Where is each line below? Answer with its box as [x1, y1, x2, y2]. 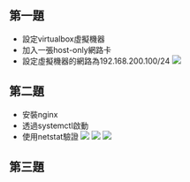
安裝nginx [21, 109, 58, 119]
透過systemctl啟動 [21, 120, 89, 131]
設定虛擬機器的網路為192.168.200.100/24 [21, 56, 171, 66]
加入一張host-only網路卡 [21, 44, 112, 55]
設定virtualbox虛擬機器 [21, 34, 105, 44]
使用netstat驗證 [21, 131, 80, 141]
